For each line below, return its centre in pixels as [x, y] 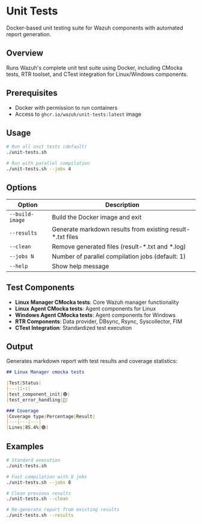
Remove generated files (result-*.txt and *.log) [119, 247]
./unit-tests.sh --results [40, 516]
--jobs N [22, 256]
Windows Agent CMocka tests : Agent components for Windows [95, 315]
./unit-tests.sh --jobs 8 [38, 482]
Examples [25, 447]
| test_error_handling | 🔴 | [37, 400]
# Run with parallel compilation [48, 163]
